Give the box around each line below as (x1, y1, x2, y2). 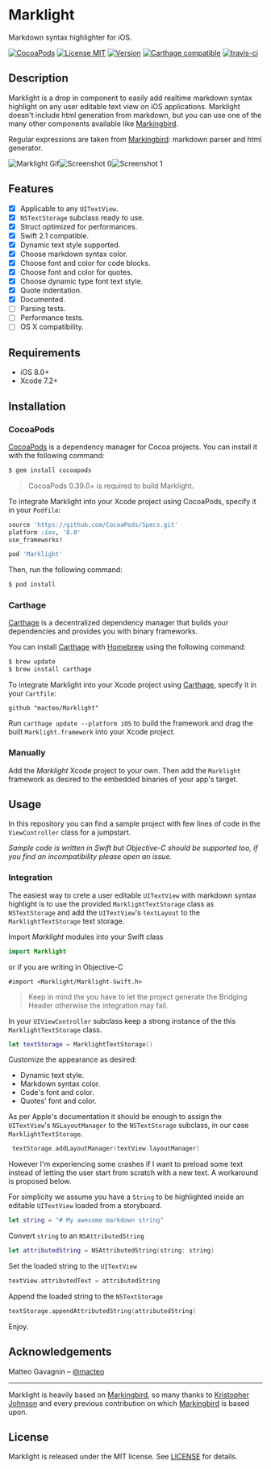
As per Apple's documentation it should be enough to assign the (8, 1112, 222, 1122)
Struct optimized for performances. (19, 221, 138, 231)
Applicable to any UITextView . (19, 204, 119, 213)
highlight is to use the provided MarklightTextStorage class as (8, 899, 215, 908)
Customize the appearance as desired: (8, 1054, 137, 1064)
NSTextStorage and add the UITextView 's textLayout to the (8, 907, 201, 917)
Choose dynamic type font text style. (19, 276, 144, 286)
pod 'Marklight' (8, 550, 63, 558)
